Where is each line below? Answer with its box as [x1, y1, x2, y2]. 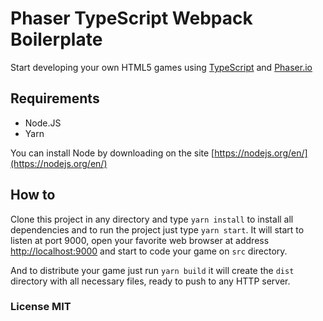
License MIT [10, 300, 72, 314]
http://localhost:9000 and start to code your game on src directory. [10, 245, 288, 257]
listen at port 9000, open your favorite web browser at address [10, 234, 270, 246]
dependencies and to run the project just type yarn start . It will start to [10, 223, 305, 236]
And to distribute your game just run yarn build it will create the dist [10, 264, 295, 276]
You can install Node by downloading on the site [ [10, 147, 215, 159]
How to [10, 187, 56, 204]
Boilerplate [10, 28, 103, 51]
